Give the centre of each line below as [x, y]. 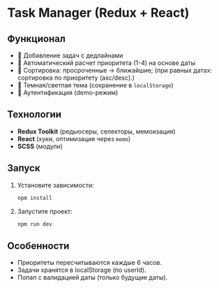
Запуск [24, 168]
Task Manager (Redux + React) [98, 13]
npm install [35, 198]
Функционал [37, 39]
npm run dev [35, 224]
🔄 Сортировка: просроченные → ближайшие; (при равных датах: [115, 70]
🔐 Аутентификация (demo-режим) [68, 93]
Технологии [34, 114]
